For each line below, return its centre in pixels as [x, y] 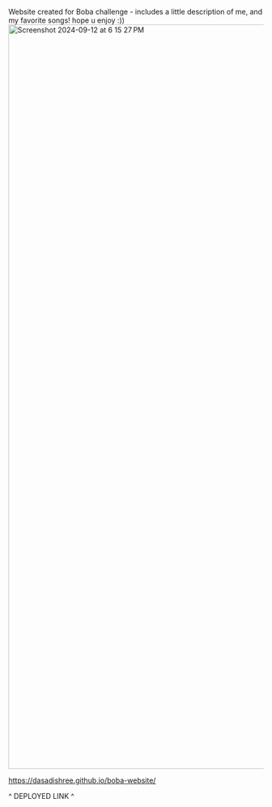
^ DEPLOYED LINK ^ [41, 796]
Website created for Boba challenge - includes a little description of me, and [136, 12]
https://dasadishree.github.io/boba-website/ [82, 780]
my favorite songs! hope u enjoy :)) [67, 20]
